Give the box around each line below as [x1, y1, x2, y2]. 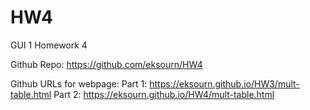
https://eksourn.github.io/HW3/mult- [149, 77, 300, 90]
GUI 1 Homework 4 [10, 39, 88, 51]
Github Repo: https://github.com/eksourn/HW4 [10, 58, 203, 70]
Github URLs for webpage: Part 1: [10, 77, 148, 90]
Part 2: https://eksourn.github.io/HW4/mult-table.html [53, 88, 275, 100]
